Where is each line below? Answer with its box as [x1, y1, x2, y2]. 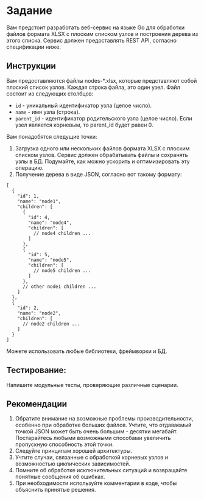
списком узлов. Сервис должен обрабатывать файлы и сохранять [15, 151, 188, 158]
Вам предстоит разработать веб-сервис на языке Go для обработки [6, 24, 185, 31]
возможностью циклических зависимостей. [15, 460, 131, 467]
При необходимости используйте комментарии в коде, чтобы [15, 480, 177, 487]
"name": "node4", [28, 220, 72, 226]
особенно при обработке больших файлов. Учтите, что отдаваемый [15, 421, 192, 429]
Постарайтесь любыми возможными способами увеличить [15, 434, 171, 442]
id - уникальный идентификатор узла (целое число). [15, 102, 152, 109]
